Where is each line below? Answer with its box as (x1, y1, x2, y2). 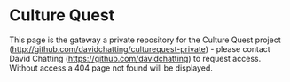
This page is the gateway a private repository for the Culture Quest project (9, 34, 281, 45)
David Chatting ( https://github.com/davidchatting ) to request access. (9, 53, 262, 63)
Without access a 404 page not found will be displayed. (9, 63, 213, 73)
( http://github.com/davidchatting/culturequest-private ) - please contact (9, 43, 270, 54)
